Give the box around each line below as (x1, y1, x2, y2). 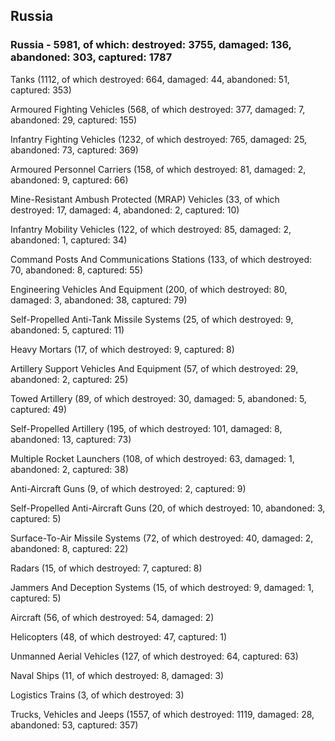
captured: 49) (10, 403, 68, 415)
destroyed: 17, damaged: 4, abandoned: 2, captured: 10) (10, 204, 240, 216)
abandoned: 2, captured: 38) (10, 463, 129, 475)
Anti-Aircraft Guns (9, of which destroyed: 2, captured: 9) (10, 482, 247, 494)
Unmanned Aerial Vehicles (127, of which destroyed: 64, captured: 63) (10, 650, 299, 662)
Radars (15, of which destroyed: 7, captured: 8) (10, 562, 203, 574)
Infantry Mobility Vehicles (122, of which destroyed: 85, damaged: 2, (10, 223, 292, 235)
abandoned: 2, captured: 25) (10, 373, 129, 385)
